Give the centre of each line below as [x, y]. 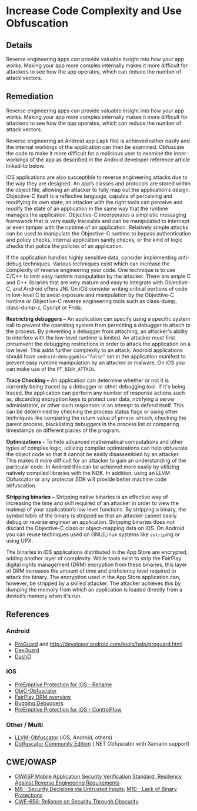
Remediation [30, 96]
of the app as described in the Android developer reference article [110, 159]
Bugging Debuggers [39, 703]
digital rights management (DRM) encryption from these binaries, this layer [96, 564]
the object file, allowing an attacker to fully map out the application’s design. [98, 190]
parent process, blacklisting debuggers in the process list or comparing [93, 424]
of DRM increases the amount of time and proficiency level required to [91, 571]
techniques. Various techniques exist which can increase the [97, 264]
